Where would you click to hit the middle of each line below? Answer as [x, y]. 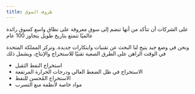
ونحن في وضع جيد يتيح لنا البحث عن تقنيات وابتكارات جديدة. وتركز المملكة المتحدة [98, 47]
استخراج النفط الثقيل [39, 65]
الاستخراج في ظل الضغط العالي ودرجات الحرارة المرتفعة [79, 71]
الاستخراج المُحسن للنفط [43, 78]
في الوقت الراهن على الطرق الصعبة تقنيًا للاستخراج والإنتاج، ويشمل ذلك [86, 53]
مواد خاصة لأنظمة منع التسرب [48, 84]
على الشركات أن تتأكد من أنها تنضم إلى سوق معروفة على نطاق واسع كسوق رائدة [97, 29]
